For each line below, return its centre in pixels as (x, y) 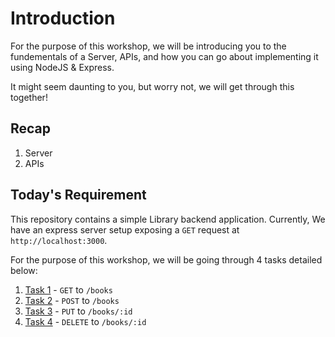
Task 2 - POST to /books (72, 300)
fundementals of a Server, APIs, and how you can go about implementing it (164, 56)
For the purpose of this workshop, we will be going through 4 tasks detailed (166, 259)
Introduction (63, 18)
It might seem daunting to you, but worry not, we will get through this (152, 86)
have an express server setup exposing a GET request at (125, 229)
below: (24, 270)
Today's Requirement (78, 195)
